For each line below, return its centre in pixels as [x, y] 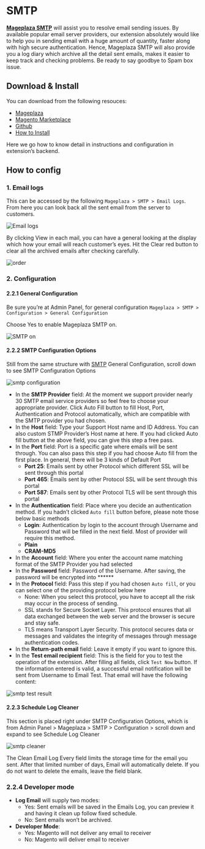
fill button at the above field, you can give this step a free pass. [95, 440]
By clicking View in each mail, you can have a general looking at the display [102, 238]
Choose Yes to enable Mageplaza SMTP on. [62, 324]
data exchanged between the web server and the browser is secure [110, 616]
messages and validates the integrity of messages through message [110, 636]
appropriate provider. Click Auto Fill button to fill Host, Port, [90, 407]
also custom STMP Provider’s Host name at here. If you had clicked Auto [106, 433]
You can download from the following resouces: [67, 101]
